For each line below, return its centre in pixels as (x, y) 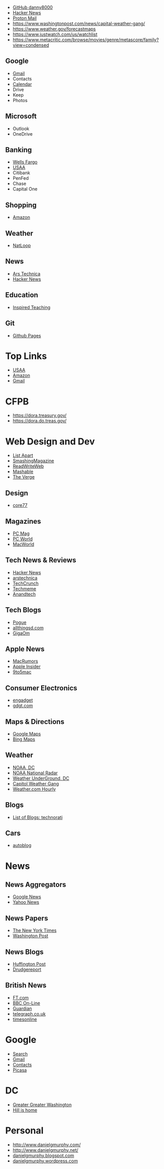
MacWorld (23, 544)
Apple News (25, 649)
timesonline (25, 1019)
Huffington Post (29, 964)
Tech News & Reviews (41, 560)
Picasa (20, 1070)
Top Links (26, 356)
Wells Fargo (25, 162)
